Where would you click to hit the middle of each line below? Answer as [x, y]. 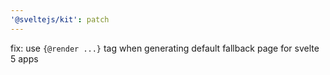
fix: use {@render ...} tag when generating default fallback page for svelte [165, 48]
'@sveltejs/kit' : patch [60, 19]
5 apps [24, 58]
